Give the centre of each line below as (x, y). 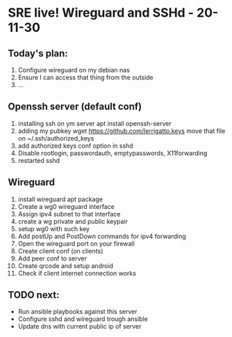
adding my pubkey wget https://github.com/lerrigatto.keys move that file (122, 131)
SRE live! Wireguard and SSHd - (101, 13)
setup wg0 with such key (53, 228)
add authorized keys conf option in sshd (76, 146)
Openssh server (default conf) (75, 107)
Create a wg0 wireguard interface (66, 206)
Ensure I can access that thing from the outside (85, 77)
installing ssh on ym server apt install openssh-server (95, 123)
